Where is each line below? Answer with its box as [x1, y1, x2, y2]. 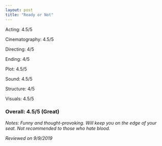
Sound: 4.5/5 [5, 76, 33, 82]
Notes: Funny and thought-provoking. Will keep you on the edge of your [5, 119, 157, 126]
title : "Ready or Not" [5, 12, 54, 17]
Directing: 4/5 [5, 46, 34, 52]
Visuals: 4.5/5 [5, 95, 34, 102]
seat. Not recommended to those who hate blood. [5, 125, 110, 131]
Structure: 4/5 [5, 85, 35, 92]
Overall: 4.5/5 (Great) [5, 108, 60, 115]
